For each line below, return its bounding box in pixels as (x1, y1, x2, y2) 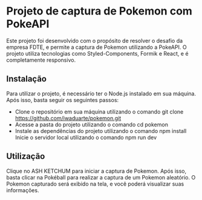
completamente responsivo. (6, 56, 76, 63)
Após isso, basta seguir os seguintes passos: (6, 96, 119, 103)
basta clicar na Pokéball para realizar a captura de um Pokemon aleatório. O (6, 173, 196, 181)
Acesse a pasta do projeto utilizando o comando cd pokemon (15, 121, 168, 128)
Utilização (6, 151, 45, 161)
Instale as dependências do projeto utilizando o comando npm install (15, 127, 187, 134)
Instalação (6, 74, 47, 84)
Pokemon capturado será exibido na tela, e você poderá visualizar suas (6, 180, 184, 187)
